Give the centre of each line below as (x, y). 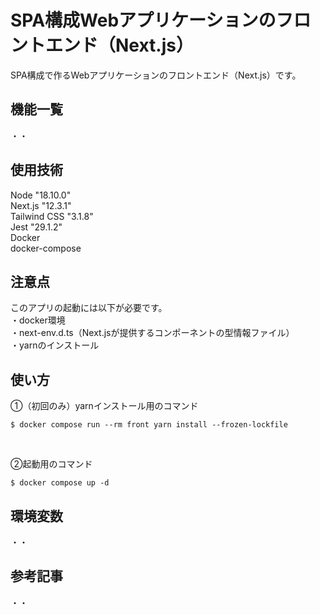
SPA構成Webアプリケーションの (143, 20)
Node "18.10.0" (41, 195)
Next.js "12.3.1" (41, 205)
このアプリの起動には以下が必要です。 (89, 308)
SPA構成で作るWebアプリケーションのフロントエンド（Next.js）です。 (156, 75)
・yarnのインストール (55, 345)
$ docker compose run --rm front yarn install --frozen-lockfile (149, 425)
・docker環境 (38, 320)
